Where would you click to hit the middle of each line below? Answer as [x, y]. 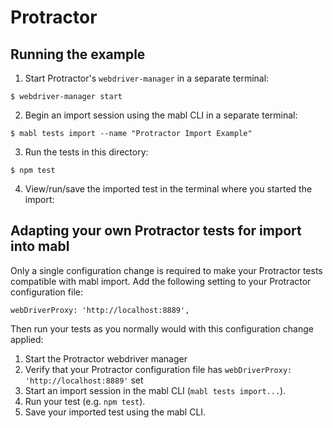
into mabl [40, 246]
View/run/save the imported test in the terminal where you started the [168, 189]
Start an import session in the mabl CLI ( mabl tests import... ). [155, 390]
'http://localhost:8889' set [84, 380]
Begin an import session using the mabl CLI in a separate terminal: [161, 115]
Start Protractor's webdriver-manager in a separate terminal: [147, 78]
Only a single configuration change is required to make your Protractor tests [166, 270]
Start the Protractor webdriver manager [106, 358]
